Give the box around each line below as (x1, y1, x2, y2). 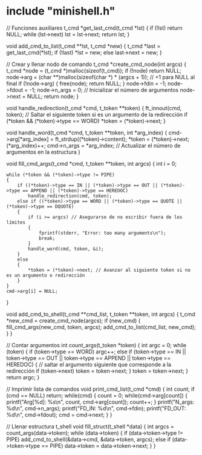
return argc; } (6, 373, 40, 381)
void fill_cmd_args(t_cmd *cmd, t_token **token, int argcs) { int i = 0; (6, 160, 177, 167)
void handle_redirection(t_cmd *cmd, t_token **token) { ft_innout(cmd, (6, 104, 182, 111)
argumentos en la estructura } (6, 148, 80, 155)
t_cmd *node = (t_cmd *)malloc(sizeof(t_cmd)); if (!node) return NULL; (6, 67, 181, 74)
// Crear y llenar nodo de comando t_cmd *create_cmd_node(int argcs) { (6, 61, 186, 68)
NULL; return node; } (27, 93, 79, 100)
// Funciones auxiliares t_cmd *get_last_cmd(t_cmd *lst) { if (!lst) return (6, 24, 183, 31)
